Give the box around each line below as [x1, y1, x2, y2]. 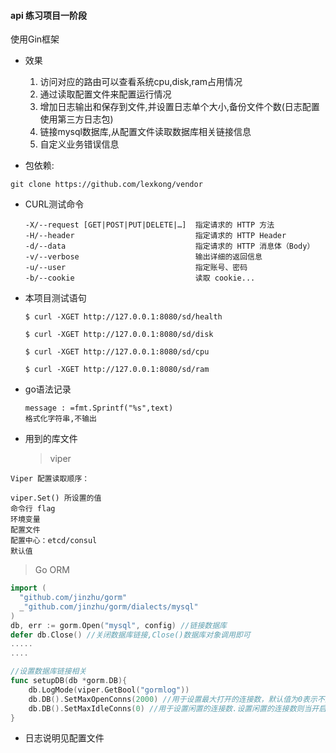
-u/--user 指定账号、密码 [24, 263, 248, 273]
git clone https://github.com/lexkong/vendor [10, 180, 203, 190]
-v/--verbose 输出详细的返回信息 [24, 252, 263, 262]
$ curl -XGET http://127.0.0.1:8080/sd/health [24, 312, 223, 322]
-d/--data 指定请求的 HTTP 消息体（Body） [24, 241, 315, 252]
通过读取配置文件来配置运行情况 [39, 88, 172, 100]
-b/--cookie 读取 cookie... [24, 273, 256, 284]
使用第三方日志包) [39, 113, 114, 125]
